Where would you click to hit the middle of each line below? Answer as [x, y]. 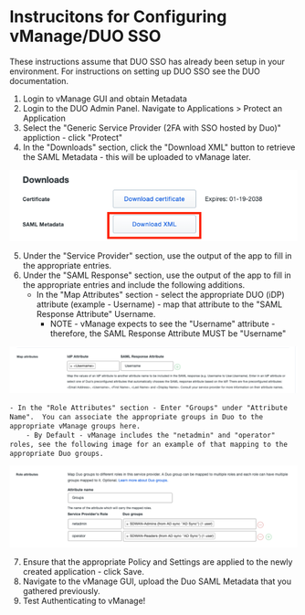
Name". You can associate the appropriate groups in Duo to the [136, 418]
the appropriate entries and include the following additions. [134, 284]
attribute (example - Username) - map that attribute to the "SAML [159, 304]
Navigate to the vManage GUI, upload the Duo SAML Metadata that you [157, 581]
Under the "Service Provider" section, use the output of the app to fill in [157, 255]
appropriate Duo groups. [57, 454]
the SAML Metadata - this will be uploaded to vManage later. [137, 156]
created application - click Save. [83, 572]
